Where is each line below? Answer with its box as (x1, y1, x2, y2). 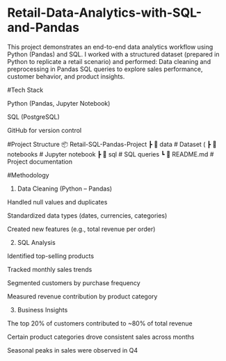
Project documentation (7, 157, 73, 166)
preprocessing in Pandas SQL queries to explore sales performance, (7, 65, 203, 73)
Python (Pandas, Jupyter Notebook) (7, 99, 111, 107)
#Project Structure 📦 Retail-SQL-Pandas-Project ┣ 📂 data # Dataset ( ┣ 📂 (7, 140, 217, 148)
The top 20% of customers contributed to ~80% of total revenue (7, 319, 193, 328)
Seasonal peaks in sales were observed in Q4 (7, 346, 138, 354)
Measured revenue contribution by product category (7, 292, 158, 300)
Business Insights (17, 305, 68, 314)
